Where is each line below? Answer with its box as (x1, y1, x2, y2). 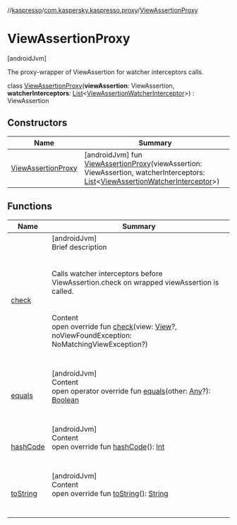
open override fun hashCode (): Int (51, 442, 165, 452)
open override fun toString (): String (51, 488, 169, 498)
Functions (7, 201, 53, 213)
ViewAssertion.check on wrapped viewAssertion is (51, 277, 219, 287)
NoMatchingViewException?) (51, 339, 148, 349)
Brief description (51, 242, 107, 252)
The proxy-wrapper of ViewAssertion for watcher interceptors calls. (7, 67, 204, 76)
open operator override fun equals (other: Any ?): (51, 386, 211, 396)
